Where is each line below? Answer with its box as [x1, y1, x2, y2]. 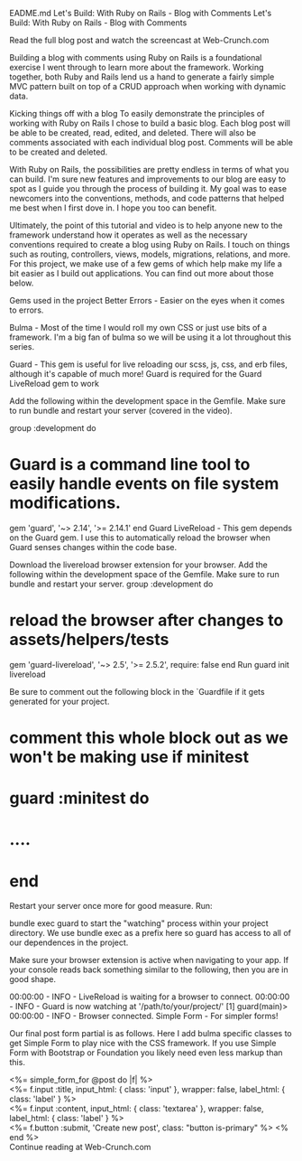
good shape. [9, 974, 57, 985]
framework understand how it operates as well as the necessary [9, 229, 248, 240]
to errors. [9, 304, 44, 315]
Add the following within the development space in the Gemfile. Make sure [9, 396, 286, 406]
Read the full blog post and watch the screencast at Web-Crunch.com [9, 35, 270, 45]
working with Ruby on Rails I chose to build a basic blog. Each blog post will [9, 117, 291, 128]
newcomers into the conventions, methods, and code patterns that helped [9, 193, 285, 203]
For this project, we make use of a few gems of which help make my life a [9, 258, 282, 269]
